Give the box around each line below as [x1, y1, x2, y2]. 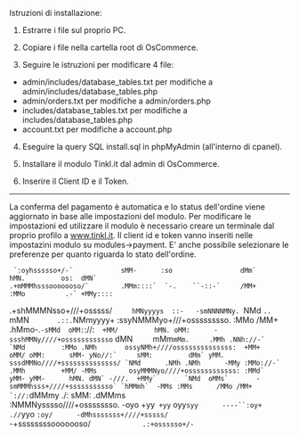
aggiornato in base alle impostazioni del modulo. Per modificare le [9, 211, 252, 221]
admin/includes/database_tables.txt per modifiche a [21, 77, 214, 87]
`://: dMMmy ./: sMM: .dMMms [9, 390, 126, 400]
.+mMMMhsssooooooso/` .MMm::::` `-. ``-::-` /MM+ [9, 282, 256, 291]
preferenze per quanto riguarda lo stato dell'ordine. [9, 249, 198, 260]
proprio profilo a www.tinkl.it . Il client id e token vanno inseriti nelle [9, 230, 254, 240]
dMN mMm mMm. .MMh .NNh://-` [115, 334, 265, 344]
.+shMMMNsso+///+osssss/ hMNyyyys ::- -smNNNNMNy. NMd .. [9, 305, 271, 316]
